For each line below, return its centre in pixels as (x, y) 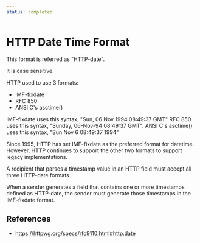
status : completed (29, 12)
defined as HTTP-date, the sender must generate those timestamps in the (99, 193)
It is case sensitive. (30, 71)
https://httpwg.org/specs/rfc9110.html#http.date (75, 234)
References (29, 219)
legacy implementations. (37, 157)
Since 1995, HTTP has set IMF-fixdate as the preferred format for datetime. (100, 144)
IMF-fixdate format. (31, 200)
